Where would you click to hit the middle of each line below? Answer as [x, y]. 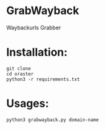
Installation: [37, 52]
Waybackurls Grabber [34, 28]
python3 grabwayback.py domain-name [52, 120]
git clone [19, 68]
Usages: [28, 104]
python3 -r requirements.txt [43, 79]
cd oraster [20, 74]
